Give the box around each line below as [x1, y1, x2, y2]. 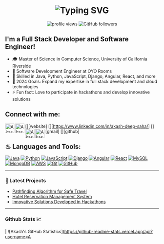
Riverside [12, 63, 31, 69]
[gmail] [45, 128, 60, 134]
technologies [12, 83, 39, 90]
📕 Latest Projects [5, 177, 46, 184]
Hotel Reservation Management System [12, 193, 92, 199]
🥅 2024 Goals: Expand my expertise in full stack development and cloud [12, 78, 157, 84]
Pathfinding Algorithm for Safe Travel [12, 188, 87, 194]
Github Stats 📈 [5, 216, 41, 223]
